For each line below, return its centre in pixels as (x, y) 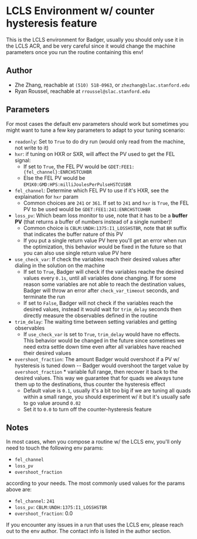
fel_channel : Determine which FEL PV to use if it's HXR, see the (91, 190)
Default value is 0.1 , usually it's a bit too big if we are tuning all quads (107, 390)
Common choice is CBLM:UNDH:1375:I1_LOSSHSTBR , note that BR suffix (105, 228)
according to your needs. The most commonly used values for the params (96, 483)
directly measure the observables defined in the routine (90, 315)
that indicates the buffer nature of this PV (73, 234)
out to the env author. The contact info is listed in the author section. (89, 531)
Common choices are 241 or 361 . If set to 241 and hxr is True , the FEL (106, 203)
